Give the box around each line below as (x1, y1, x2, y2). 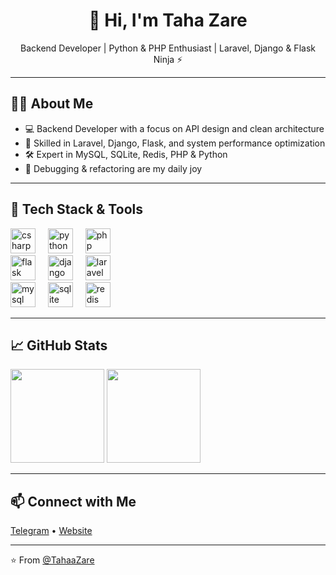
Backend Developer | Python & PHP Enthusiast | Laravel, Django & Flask (20, 42, 316, 54)
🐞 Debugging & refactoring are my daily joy (24, 162, 203, 174)
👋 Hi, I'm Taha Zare (88, 9, 248, 32)
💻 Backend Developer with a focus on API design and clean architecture (24, 122, 325, 134)
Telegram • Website (10, 525, 93, 537)
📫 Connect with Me (10, 493, 137, 510)
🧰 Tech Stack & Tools (10, 201, 143, 218)
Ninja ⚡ (153, 53, 183, 65)
